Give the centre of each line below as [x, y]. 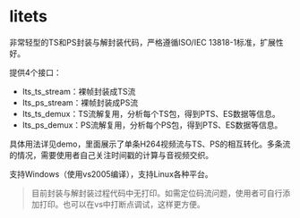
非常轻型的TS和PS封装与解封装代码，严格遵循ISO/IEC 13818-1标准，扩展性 [146, 42]
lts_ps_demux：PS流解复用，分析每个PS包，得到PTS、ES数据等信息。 [152, 125]
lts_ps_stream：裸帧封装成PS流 [80, 102]
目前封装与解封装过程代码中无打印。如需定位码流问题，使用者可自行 [157, 193]
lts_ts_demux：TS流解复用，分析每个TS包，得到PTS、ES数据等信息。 [151, 113]
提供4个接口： [36, 72]
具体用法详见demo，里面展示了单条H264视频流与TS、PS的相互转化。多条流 [150, 144]
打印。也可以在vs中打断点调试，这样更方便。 [122, 204]
